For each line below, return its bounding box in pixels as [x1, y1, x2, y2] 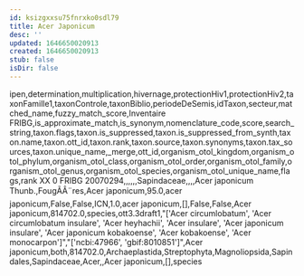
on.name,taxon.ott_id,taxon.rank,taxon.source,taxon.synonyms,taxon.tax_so [9, 137, 293, 148]
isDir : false [9, 64, 59, 73]
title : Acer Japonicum [9, 22, 95, 31]
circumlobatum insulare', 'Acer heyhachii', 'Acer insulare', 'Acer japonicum [9, 217, 284, 228]
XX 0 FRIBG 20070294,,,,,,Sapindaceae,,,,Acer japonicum [39, 175, 254, 186]
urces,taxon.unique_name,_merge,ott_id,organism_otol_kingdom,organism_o [9, 146, 295, 157]
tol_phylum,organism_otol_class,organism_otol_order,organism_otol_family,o [9, 156, 292, 167]
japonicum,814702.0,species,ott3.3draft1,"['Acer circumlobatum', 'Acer [9, 207, 272, 218]
